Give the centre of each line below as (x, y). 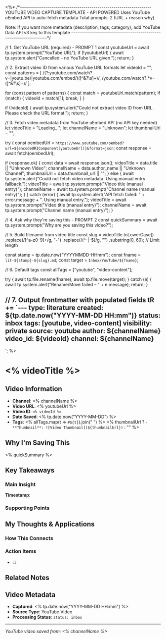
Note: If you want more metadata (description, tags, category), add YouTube (83, 27)
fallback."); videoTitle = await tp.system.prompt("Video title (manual (74, 184)
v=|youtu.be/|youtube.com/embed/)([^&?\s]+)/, (53, 78)
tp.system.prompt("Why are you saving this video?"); (59, 225)
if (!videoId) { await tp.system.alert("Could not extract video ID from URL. (80, 108)
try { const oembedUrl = (30, 143)
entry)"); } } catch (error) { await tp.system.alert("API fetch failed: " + (75, 194)
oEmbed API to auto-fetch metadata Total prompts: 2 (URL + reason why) (80, 18)
